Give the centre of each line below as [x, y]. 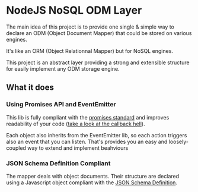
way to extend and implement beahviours [78, 148]
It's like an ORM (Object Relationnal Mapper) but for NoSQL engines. [90, 51]
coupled [16, 148]
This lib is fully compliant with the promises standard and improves [88, 117]
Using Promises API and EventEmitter [61, 105]
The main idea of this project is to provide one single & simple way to [90, 27]
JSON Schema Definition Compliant [58, 163]
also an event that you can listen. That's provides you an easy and [87, 141]
